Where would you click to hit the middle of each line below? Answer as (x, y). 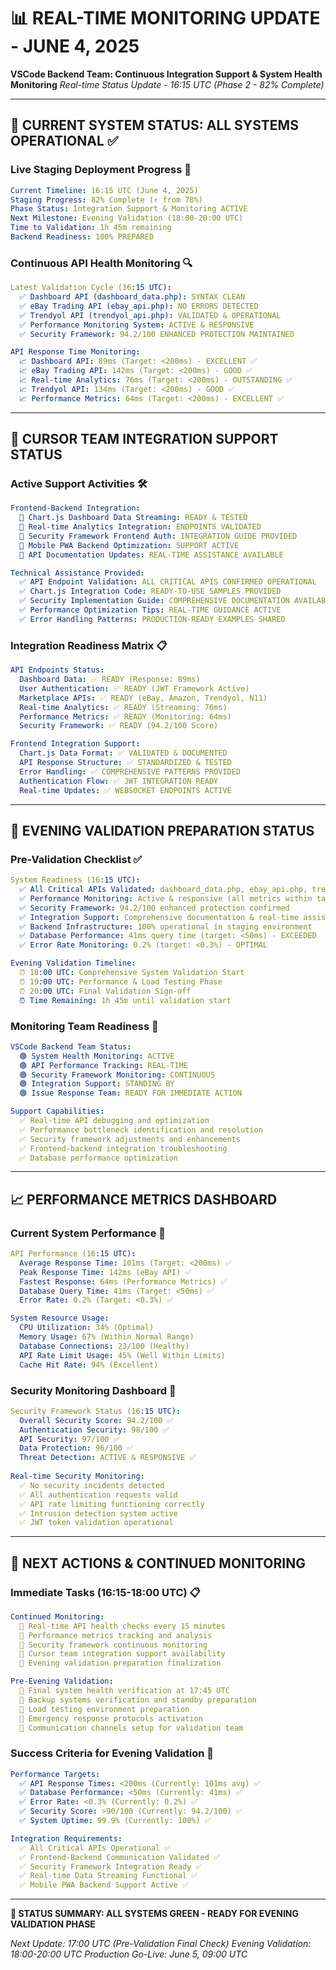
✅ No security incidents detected (92, 1485)
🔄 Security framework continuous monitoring (113, 1645)
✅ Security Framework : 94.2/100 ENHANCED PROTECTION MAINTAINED (157, 334)
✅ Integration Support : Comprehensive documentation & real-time (159, 917)
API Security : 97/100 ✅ (69, 1439)
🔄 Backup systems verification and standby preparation (138, 1700)
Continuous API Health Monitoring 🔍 (101, 263)
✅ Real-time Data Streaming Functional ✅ (108, 1876)
